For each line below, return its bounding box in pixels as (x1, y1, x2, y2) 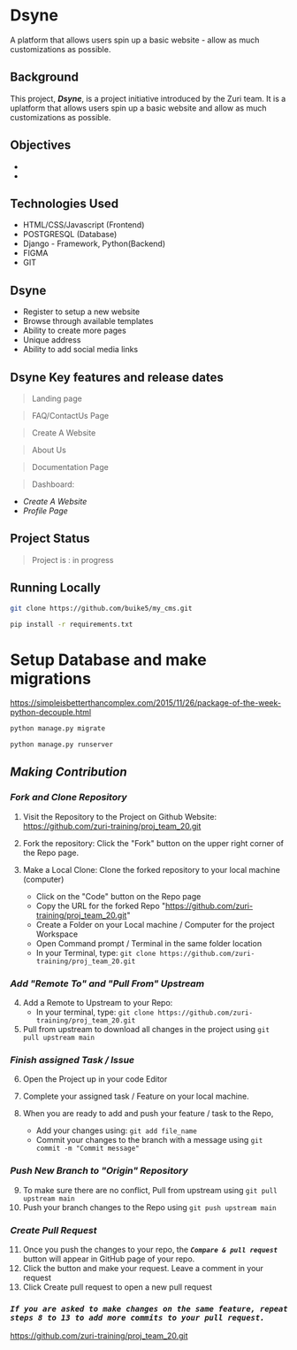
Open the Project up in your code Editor (22, 1074, 168, 1084)
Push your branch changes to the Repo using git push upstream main (22, 1201, 277, 1213)
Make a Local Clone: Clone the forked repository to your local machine (22, 864, 281, 875)
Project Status (10, 531, 91, 546)
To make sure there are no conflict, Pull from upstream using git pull (22, 1184, 278, 1195)
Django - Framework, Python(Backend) (22, 238, 166, 249)
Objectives (10, 138, 72, 153)
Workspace (35, 929, 79, 939)
